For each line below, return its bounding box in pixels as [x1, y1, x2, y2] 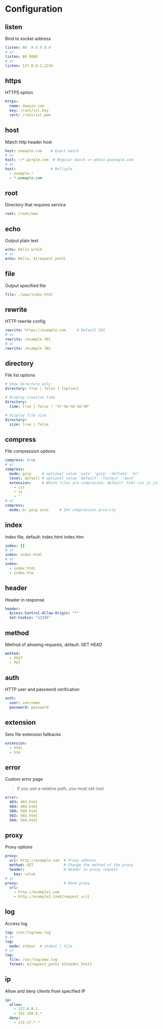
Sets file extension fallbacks [5, 731, 62, 737]
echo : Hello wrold [5, 247, 42, 252]
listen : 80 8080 [5, 54, 38, 59]
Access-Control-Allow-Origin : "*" [9, 611, 79, 616]
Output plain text [5, 238, 39, 244]
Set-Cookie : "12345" [9, 615, 51, 620]
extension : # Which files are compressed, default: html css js [9, 480, 151, 485]
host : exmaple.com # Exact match [5, 148, 79, 153]
